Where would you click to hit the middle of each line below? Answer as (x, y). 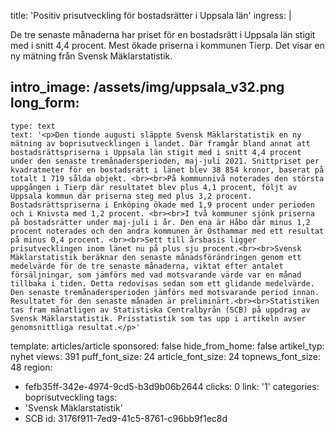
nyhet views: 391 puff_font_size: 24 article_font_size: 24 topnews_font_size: (166, 356)
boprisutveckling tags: (71, 397)
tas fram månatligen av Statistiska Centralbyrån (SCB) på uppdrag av (160, 310)
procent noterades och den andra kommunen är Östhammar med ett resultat (167, 231)
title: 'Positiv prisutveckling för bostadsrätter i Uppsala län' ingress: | (151, 15)
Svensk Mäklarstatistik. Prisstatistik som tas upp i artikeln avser (158, 318)
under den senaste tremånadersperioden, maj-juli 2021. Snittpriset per (165, 161)
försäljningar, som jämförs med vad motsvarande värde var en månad (156, 275)
